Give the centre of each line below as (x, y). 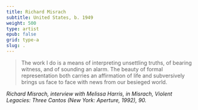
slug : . (16, 46)
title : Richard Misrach (36, 12)
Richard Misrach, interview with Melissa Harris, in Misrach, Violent (89, 94)
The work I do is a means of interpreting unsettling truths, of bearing (106, 63)
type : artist (23, 29)
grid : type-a (23, 40)
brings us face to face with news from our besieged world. (94, 82)
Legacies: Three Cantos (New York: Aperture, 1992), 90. (77, 100)
